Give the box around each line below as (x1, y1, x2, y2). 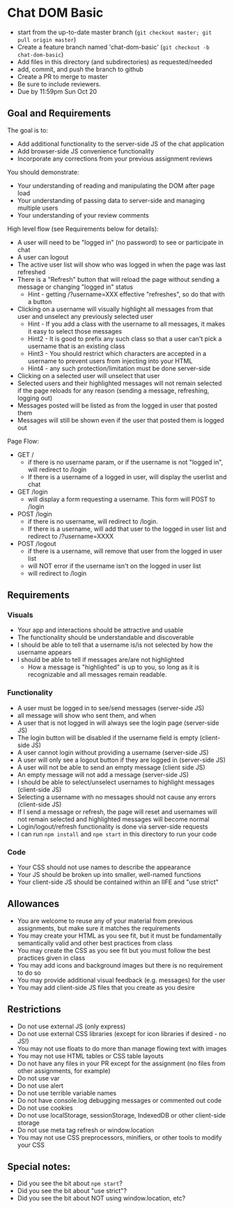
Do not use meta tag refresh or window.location (17, 1125, 155, 1134)
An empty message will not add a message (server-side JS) (17, 770, 189, 779)
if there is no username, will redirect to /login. (27, 517, 158, 525)
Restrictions (7, 1003, 61, 1016)
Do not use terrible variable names (17, 1088, 117, 1097)
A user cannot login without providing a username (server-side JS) (17, 748, 209, 756)
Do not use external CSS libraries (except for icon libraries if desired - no (17, 1029, 226, 1037)
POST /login (17, 509, 52, 518)
